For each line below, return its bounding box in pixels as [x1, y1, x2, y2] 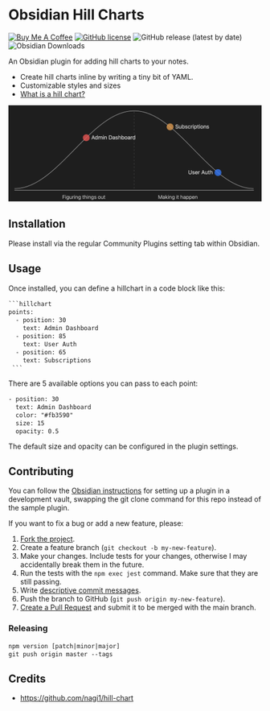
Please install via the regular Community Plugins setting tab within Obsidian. [8, 238, 260, 248]
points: [8, 308, 35, 316]
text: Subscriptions [22, 356, 92, 364]
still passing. [19, 577, 62, 587]
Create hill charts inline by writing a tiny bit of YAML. [19, 72, 194, 81]
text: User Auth [22, 340, 78, 348]
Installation [8, 217, 66, 231]
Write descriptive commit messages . [19, 585, 141, 595]
